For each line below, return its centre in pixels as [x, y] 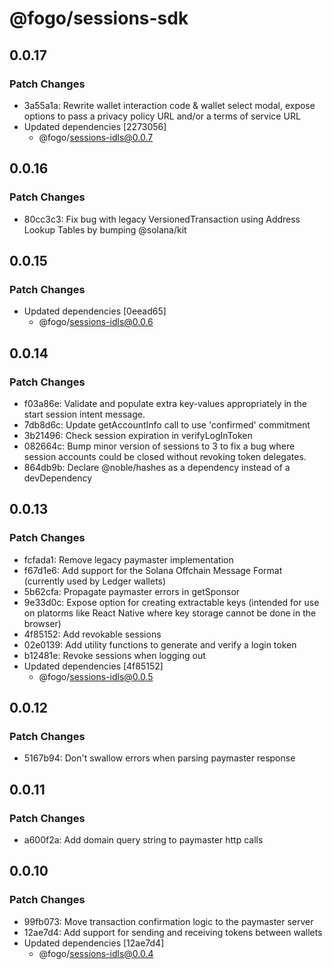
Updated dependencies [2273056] [95, 126]
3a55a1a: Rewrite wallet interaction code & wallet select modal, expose [169, 105]
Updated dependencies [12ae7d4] [94, 943]
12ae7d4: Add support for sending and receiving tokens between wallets [173, 932]
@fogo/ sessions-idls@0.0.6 [96, 322]
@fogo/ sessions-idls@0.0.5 [96, 676]
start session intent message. [84, 414]
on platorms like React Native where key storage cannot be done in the [170, 613]
